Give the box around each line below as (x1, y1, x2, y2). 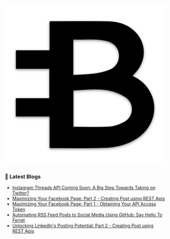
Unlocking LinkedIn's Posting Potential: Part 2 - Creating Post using (12, 223, 154, 229)
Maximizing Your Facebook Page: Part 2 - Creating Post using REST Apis (12, 196, 165, 202)
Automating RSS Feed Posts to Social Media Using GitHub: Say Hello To (12, 212, 162, 218)
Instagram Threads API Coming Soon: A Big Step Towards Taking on (12, 185, 156, 191)
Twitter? (12, 190, 30, 196)
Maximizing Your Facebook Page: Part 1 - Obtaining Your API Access (12, 201, 156, 207)
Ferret (12, 217, 25, 223)
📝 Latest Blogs (5, 173, 41, 180)
